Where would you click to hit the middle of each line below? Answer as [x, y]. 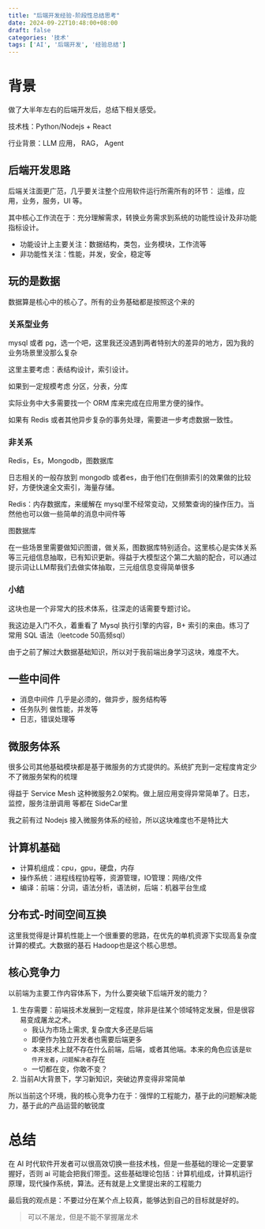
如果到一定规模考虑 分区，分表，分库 [68, 386]
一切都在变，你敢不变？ [69, 1069]
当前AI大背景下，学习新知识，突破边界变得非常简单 [103, 1078]
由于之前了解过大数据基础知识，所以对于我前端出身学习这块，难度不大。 [125, 652]
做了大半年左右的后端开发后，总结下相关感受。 [84, 110]
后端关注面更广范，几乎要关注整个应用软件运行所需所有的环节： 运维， [123, 191]
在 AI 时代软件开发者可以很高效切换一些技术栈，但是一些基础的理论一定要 [127, 1164]
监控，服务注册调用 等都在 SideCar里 [68, 803]
